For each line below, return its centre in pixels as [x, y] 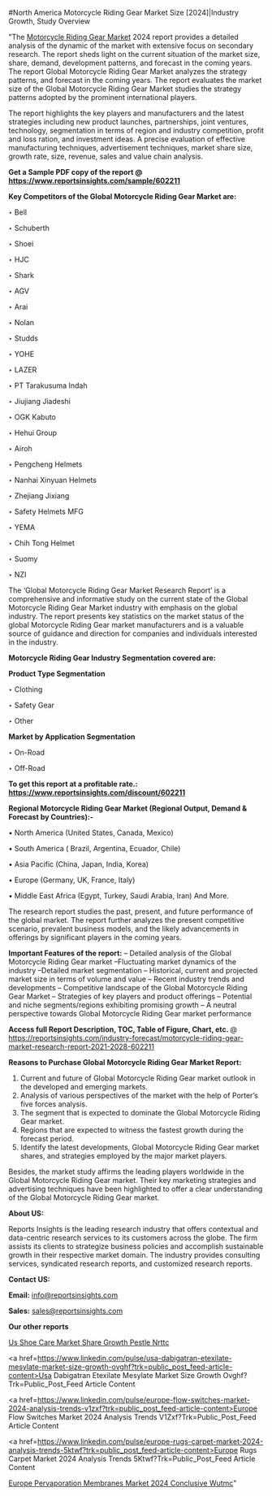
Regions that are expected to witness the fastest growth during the [132, 1130]
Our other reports [39, 1326]
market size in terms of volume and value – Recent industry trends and [127, 979]
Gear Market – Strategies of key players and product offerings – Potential [130, 996]
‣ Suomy [23, 559]
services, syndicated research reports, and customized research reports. [131, 1263]
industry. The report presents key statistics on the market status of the [126, 616]
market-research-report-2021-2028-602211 [81, 1046]
